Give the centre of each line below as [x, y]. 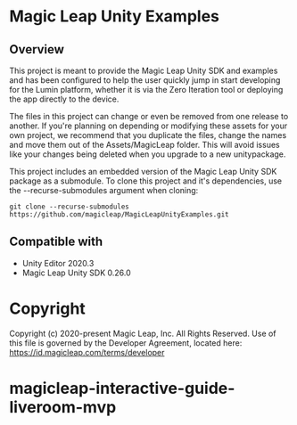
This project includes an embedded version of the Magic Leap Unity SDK [143, 172]
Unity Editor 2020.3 [58, 263]
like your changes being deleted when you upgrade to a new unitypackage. [148, 154]
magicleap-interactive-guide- [122, 388]
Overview [37, 49]
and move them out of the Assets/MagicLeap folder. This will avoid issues [144, 145]
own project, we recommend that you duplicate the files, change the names [148, 135]
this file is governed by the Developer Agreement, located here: [126, 343]
